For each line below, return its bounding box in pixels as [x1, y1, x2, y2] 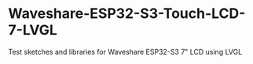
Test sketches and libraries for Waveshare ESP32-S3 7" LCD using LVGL [8, 47, 243, 56]
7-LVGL [8, 21, 57, 39]
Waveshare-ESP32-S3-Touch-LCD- [8, 5, 246, 23]
